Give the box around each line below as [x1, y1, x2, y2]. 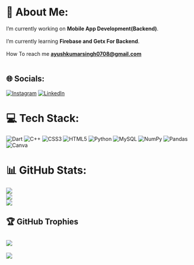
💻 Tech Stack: [6, 111, 79, 125]
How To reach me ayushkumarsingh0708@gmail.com [6, 50, 142, 57]
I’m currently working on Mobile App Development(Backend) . [6, 25, 159, 32]
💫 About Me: [6, 5, 69, 19]
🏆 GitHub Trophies [6, 217, 79, 227]
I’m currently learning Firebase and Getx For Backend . [6, 37, 140, 45]
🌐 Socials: [6, 74, 45, 84]
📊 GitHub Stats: [6, 163, 87, 177]
